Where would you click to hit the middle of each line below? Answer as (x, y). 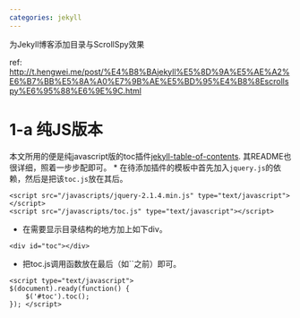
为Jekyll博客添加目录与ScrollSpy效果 (77, 44)
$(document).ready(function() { (69, 288)
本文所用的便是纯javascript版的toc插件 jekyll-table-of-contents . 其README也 (150, 156)
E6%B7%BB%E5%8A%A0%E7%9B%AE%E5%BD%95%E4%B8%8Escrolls (149, 81)
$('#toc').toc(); (58, 297)
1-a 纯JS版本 (56, 129)
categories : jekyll (46, 17)
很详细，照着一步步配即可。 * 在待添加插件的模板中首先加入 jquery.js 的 (141, 168)
